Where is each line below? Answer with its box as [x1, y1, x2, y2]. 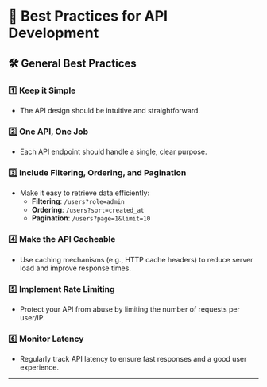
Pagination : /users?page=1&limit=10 [31, 213, 151, 223]
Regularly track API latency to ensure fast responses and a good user [19, 354, 247, 364]
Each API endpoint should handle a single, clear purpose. [19, 147, 208, 157]
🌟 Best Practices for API [8, 7, 168, 25]
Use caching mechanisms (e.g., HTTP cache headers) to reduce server [19, 255, 253, 264]
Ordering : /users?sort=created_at [31, 205, 145, 215]
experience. [19, 362, 60, 372]
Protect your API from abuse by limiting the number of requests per [19, 305, 240, 314]
